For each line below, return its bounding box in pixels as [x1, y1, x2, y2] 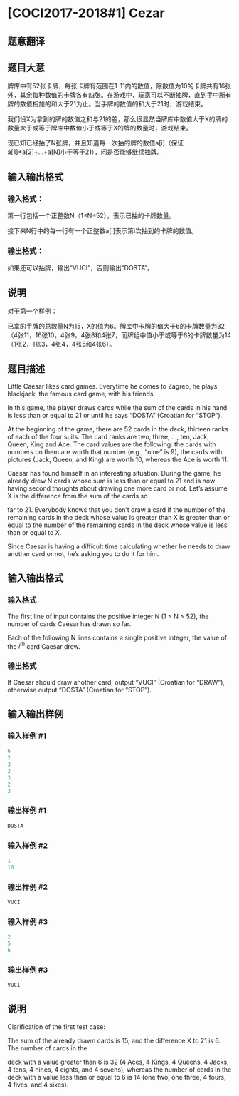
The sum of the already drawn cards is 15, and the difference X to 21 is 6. [7, 1036, 221, 1045]
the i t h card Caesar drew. [7, 640, 80, 650]
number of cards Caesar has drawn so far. [7, 619, 132, 628]
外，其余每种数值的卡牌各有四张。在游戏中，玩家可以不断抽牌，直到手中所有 [7, 91, 232, 99]
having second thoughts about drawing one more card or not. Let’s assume [7, 484, 228, 493]
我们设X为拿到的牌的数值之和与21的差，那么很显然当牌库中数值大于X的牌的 [7, 115, 228, 123]
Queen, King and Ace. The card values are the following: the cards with [7, 440, 216, 449]
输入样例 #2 [7, 840, 48, 850]
